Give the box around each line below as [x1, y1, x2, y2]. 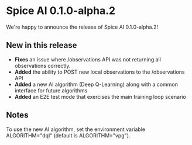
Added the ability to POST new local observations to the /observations [14, 68, 186, 75]
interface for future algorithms [14, 87, 88, 94]
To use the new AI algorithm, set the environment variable [6, 126, 145, 133]
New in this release [6, 40, 77, 50]
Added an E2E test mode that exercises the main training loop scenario [14, 93, 186, 100]
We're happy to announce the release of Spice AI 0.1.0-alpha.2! [6, 23, 159, 30]
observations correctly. [14, 62, 71, 69]
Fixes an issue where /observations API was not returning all [14, 56, 161, 63]
